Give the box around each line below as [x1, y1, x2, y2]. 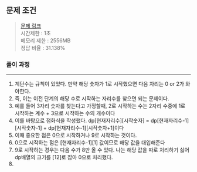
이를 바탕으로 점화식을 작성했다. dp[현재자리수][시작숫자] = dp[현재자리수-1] [14, 117, 189, 124]
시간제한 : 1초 [20, 29, 51, 36]
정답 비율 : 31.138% [20, 44, 66, 51]
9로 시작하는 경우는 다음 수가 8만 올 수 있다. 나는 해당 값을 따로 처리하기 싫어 [14, 146, 189, 154]
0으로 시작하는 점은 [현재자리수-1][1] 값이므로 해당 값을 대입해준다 [14, 139, 165, 146]
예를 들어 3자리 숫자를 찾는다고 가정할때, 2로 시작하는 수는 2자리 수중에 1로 [14, 102, 186, 110]
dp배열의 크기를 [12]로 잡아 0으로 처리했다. [14, 154, 113, 161]
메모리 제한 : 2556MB [20, 37, 71, 44]
